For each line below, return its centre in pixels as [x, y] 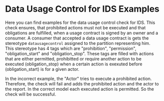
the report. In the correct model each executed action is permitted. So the [80, 89]
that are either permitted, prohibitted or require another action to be [73, 59]
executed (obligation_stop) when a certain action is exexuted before [74, 64]
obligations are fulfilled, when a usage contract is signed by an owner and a [82, 33]
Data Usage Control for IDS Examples [82, 9]
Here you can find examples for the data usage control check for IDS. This [80, 22]
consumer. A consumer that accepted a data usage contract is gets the [77, 38]
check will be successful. [31, 94]
